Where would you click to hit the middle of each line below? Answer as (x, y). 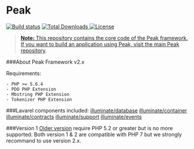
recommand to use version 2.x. (44, 140)
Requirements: (24, 73)
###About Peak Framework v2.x (45, 62)
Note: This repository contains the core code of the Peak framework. (104, 38)
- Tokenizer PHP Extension (39, 100)
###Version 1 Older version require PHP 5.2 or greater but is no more (90, 128)
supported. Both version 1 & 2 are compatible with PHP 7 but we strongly (94, 134)
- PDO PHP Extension (31, 89)
